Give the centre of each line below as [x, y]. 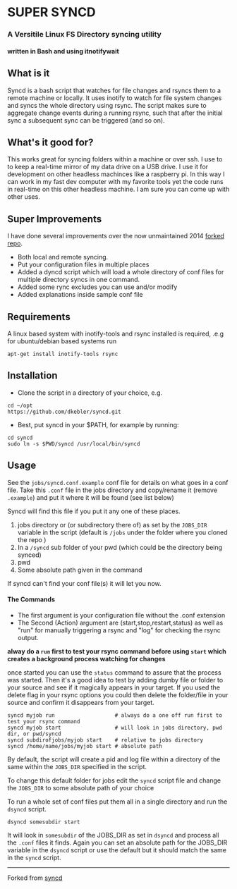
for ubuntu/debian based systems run [62, 341]
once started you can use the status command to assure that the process [114, 672]
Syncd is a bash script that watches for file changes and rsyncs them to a [114, 90]
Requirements [39, 317]
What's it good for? [50, 142]
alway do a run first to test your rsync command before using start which [117, 651]
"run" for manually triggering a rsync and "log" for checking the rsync [119, 630]
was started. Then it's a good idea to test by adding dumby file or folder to [115, 680]
